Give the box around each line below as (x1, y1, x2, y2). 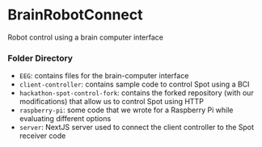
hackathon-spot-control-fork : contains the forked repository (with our (19, 88, 254, 98)
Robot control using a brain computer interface (7, 32, 163, 42)
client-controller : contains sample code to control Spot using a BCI (19, 79, 250, 90)
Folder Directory (7, 52, 74, 64)
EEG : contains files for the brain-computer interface (19, 71, 189, 81)
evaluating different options (19, 114, 112, 124)
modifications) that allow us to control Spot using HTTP (19, 97, 204, 107)
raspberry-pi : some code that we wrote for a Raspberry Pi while (19, 105, 234, 115)
